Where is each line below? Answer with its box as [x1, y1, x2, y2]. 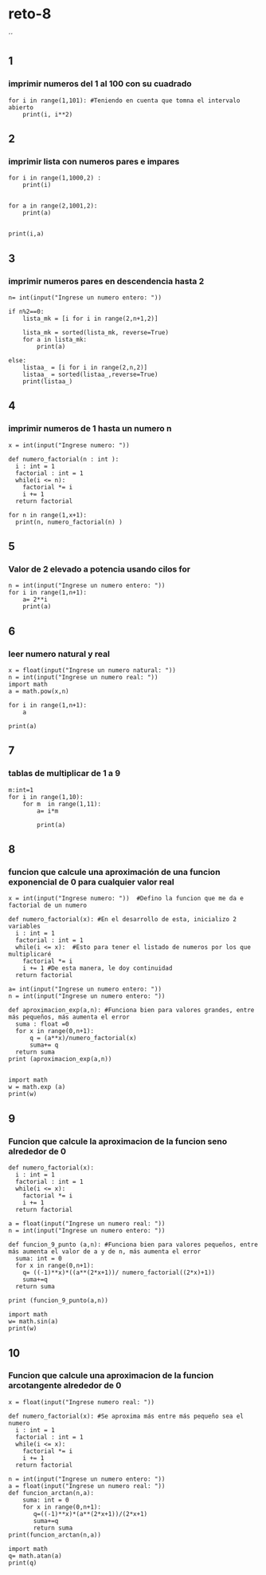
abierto [8, 103, 34, 112]
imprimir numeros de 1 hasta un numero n [8, 423, 172, 434]
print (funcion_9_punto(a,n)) [8, 1296, 109, 1305]
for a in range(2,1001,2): [8, 202, 98, 210]
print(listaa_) [22, 378, 73, 386]
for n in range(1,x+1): [8, 511, 88, 519]
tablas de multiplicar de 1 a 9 [8, 768, 121, 779]
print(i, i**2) [22, 110, 73, 118]
